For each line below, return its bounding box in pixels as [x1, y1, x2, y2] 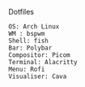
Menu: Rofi [8, 65, 45, 73]
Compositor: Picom [8, 51, 70, 59]
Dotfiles [8, 7, 35, 16]
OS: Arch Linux [8, 23, 60, 31]
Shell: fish [8, 37, 49, 45]
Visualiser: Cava [8, 72, 67, 80]
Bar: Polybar [8, 44, 53, 52]
